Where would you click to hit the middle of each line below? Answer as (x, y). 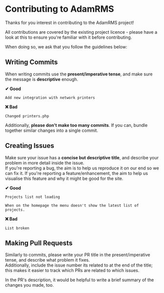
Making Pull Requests (39, 243)
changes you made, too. (29, 285)
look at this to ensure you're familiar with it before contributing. (69, 37)
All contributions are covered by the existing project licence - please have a (81, 32)
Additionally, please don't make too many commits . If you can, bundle (76, 125)
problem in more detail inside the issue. (45, 163)
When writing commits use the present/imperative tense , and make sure (79, 74)
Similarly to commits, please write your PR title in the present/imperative (78, 255)
